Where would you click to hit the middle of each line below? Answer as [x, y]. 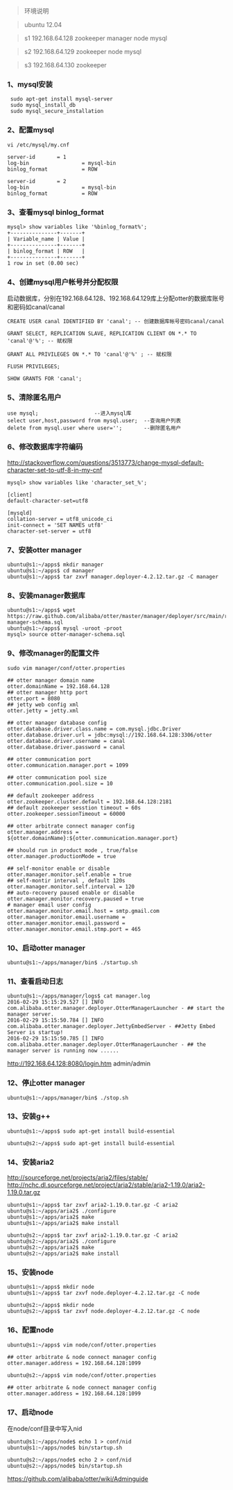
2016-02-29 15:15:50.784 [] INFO [55, 1020]
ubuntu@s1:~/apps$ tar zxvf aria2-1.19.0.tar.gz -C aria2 [93, 1205]
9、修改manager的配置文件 [53, 653]
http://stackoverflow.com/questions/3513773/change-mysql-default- [106, 462]
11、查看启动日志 [35, 981]
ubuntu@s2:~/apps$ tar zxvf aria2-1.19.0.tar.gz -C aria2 [93, 1235]
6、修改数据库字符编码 [45, 447]
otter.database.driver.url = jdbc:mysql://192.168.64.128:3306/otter [110, 735]
